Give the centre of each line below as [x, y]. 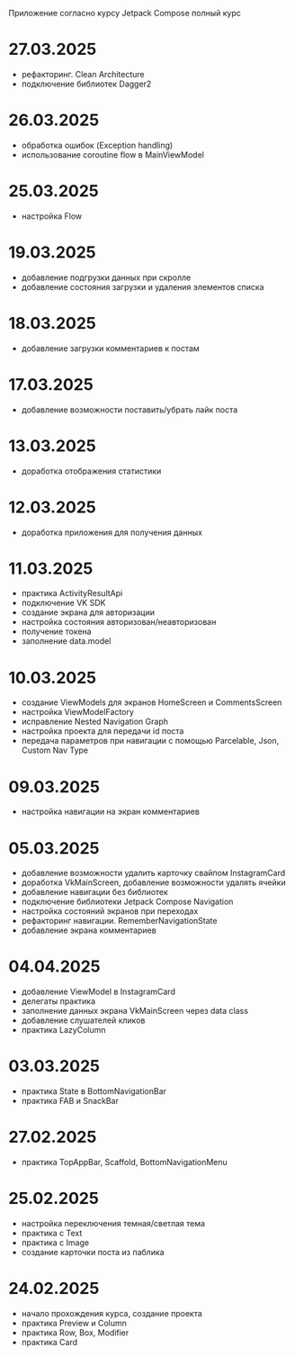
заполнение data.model [66, 641]
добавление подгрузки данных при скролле [106, 277]
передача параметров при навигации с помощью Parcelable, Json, [150, 741]
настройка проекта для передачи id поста [103, 731]
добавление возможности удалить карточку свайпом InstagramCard [153, 873]
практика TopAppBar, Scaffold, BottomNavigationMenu [125, 1162]
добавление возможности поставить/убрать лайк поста [130, 410]
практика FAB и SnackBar [70, 1101]
